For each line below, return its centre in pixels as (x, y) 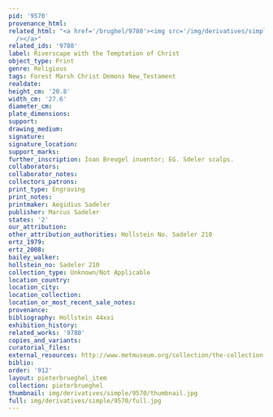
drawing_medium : (36, 129)
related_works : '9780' (47, 333)
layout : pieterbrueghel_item (58, 378)
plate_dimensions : (39, 114)
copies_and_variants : (45, 340)
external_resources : (43, 355)
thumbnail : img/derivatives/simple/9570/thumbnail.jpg (103, 393)
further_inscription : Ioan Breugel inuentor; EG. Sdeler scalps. (121, 159)
